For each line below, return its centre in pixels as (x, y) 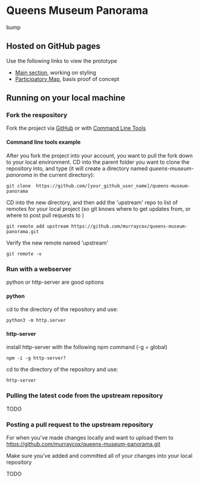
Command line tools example (44, 142)
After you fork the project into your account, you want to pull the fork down (100, 155)
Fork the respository (37, 115)
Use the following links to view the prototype (62, 60)
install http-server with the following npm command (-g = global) (87, 347)
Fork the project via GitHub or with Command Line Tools (76, 128)
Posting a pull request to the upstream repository (80, 425)
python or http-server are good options (55, 282)
